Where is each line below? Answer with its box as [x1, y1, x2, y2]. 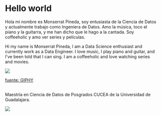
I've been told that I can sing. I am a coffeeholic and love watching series [5, 53, 150, 59]
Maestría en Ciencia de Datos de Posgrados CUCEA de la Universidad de [5, 91, 151, 97]
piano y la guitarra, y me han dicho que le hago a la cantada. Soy [5, 29, 134, 35]
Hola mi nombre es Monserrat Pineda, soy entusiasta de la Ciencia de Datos [5, 19, 156, 25]
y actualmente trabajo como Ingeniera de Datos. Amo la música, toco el [5, 24, 147, 29]
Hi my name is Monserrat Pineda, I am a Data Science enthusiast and [5, 43, 143, 49]
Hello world [5, 3, 52, 14]
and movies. [5, 59, 29, 64]
